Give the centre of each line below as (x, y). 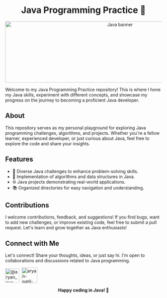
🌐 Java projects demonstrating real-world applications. (69, 182)
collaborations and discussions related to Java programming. (68, 261)
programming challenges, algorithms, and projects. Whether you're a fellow (83, 133)
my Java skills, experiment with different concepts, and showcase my (76, 95)
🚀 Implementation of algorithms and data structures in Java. (74, 177)
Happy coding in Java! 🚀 (83, 290)
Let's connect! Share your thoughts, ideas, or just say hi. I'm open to (75, 255)
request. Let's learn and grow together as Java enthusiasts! (66, 228)
